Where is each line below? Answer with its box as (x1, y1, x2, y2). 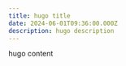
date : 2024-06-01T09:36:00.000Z (8, 19, 118, 27)
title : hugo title (8, 11, 71, 20)
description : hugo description (8, 27, 115, 35)
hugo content (8, 49, 54, 59)
